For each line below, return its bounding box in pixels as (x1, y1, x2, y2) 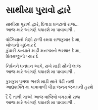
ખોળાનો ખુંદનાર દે (5, 42, 37, 48)
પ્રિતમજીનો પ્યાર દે (5, 53, 39, 59)
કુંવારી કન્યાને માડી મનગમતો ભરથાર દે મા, (5, 47, 81, 53)
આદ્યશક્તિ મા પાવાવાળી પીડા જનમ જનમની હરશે (5, 84, 94, 90)
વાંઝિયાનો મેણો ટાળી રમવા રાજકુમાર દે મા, (5, 37, 81, 42)
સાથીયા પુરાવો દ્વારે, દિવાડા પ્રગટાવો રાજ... (5, 21, 79, 27)
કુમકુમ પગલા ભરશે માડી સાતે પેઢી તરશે (5, 78, 75, 84)
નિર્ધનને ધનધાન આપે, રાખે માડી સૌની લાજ (5, 63, 81, 69)
